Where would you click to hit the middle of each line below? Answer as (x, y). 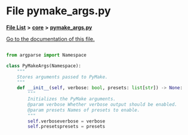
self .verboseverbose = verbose (67, 121)
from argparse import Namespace (46, 55)
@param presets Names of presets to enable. (84, 110)
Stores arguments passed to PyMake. (63, 77)
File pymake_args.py (59, 11)
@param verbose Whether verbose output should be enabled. (103, 104)
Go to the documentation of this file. (50, 39)
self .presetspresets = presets (67, 127)
